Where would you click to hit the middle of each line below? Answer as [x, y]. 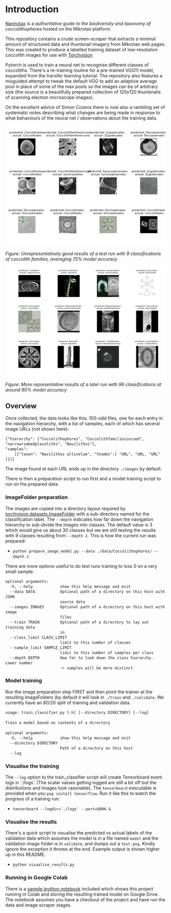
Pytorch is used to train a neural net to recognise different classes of [77, 65]
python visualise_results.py [44, 865]
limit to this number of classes [95, 643]
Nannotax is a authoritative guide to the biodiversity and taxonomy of [78, 23]
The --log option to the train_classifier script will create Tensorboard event [84, 777]
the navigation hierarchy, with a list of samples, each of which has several [83, 424]
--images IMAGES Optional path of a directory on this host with [88, 607]
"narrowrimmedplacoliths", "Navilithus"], [51, 444]
